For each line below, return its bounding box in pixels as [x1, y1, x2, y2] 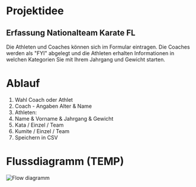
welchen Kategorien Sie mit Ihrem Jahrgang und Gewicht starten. [6, 56, 166, 63]
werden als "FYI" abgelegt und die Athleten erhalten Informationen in [6, 50, 175, 57]
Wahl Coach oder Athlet [14, 96, 73, 103]
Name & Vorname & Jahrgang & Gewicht [14, 115, 114, 122]
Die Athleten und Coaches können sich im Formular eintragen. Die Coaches [6, 43, 191, 50]
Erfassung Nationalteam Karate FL [6, 28, 136, 38]
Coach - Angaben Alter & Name [14, 102, 92, 109]
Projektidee [6, 4, 64, 18]
